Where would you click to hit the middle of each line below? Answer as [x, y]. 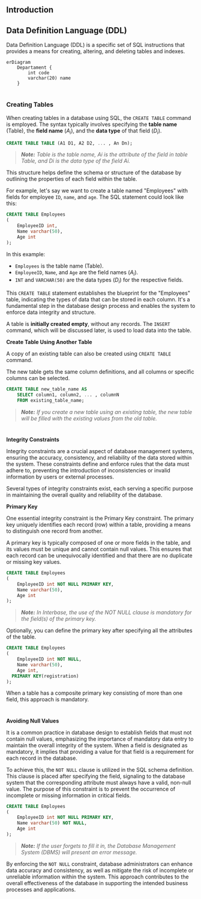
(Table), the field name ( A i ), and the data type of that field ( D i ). [84, 131]
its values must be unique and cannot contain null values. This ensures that [99, 549]
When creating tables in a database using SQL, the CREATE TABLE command [99, 117]
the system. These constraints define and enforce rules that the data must [98, 464]
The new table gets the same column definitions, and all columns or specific [100, 372]
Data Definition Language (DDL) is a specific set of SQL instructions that [95, 45]
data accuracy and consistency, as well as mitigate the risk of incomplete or [100, 870]
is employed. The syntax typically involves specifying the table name [92, 124]
